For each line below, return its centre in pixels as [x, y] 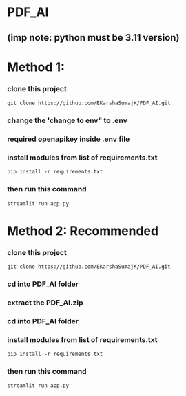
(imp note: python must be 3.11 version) [93, 38]
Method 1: [36, 67]
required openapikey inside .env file [69, 139]
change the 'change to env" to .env [67, 120]
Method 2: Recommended [83, 230]
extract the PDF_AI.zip [45, 303]
